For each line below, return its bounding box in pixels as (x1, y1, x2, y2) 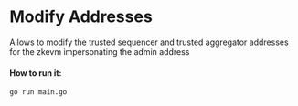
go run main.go (9, 88, 68, 97)
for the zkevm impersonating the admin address (9, 46, 190, 57)
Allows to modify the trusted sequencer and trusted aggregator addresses (9, 37, 290, 48)
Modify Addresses (9, 6, 153, 27)
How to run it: (9, 67, 62, 79)
